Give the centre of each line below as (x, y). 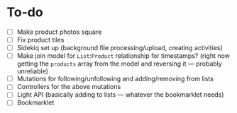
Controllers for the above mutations (69, 87)
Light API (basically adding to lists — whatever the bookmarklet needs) (120, 95)
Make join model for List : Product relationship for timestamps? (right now (123, 56)
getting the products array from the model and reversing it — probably (120, 64)
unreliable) (33, 71)
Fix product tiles (40, 40)
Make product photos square (59, 32)
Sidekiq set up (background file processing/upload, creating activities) (120, 48)
